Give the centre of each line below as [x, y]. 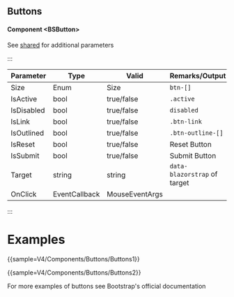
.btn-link [186, 121]
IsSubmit [25, 155]
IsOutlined [27, 133]
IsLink [20, 122]
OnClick [24, 194]
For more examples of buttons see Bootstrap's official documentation [107, 286]
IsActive [24, 99]
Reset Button [191, 144]
